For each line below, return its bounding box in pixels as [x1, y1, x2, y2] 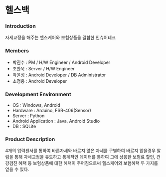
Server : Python [12, 113, 45, 119]
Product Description [5, 136, 55, 143]
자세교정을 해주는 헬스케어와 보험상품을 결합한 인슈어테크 [5, 34, 116, 40]
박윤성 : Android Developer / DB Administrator [12, 72, 106, 78]
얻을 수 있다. [5, 167, 29, 173]
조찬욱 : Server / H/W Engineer [12, 65, 75, 71]
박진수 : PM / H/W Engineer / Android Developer [12, 59, 111, 65]
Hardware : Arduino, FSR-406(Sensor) [12, 108, 91, 114]
